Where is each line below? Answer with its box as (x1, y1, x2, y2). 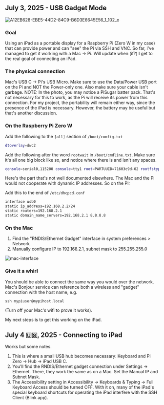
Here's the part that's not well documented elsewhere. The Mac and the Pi (5, 175, 155, 181)
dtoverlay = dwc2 (5, 143, 36, 148)
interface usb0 (5, 199, 36, 204)
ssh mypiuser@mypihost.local (5, 298, 64, 303)
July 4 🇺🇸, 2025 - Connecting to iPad (5, 331, 123, 339)
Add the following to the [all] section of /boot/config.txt (5, 133, 123, 139)
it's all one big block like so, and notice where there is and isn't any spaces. (5, 157, 157, 163)
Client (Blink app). (12, 395, 48, 401)
